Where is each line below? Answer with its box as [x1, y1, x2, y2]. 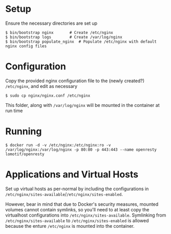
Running [5, 125, 42, 137]
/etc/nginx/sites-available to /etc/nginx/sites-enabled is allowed [5, 217, 149, 224]
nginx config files [5, 43, 47, 49]
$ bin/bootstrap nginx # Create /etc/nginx [5, 30, 114, 35]
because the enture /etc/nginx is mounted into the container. [5, 223, 135, 229]
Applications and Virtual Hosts [5, 169, 139, 180]
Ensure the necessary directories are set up [5, 20, 98, 26]
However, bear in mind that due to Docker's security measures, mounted [5, 201, 159, 207]
